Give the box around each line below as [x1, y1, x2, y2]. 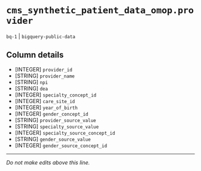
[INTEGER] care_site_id [14, 97, 75, 104]
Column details [6, 50, 64, 60]
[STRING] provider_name [14, 72, 75, 79]
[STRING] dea [14, 85, 48, 92]
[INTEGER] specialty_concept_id [14, 91, 97, 98]
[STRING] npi [14, 78, 48, 85]
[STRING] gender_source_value [14, 135, 91, 142]
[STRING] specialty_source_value [14, 123, 99, 130]
